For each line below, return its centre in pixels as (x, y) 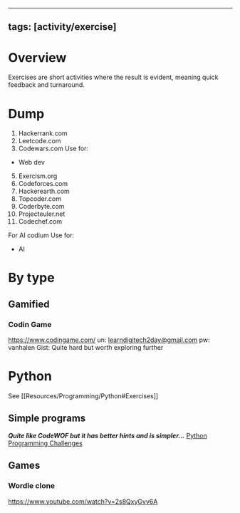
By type (32, 278)
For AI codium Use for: (41, 235)
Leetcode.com (40, 141)
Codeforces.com (43, 184)
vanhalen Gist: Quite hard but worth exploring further (86, 348)
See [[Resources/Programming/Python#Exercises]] (83, 396)
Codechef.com (40, 222)
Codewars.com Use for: (53, 149)
